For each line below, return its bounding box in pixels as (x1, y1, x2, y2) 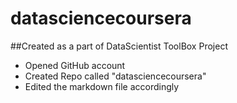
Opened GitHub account (24, 59, 126, 71)
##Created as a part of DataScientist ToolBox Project (10, 40, 228, 52)
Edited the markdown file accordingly (24, 80, 180, 92)
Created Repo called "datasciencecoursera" (24, 70, 207, 82)
